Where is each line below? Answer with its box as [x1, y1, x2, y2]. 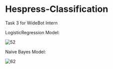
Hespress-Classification [5, 3, 109, 15]
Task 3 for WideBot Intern [5, 20, 58, 26]
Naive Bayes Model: [5, 49, 46, 55]
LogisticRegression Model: [5, 29, 60, 35]
